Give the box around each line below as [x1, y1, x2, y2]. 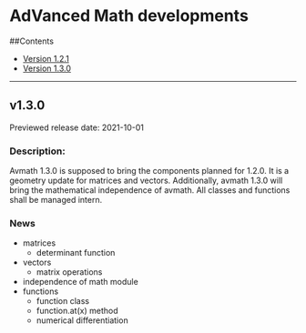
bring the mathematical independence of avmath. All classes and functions [9, 185, 291, 196]
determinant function [36, 247, 116, 258]
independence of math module [22, 277, 138, 288]
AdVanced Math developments [9, 5, 249, 26]
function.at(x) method [36, 306, 118, 317]
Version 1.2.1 [22, 53, 70, 64]
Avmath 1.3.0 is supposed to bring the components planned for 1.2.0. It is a [9, 166, 290, 177]
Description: [9, 145, 66, 157]
